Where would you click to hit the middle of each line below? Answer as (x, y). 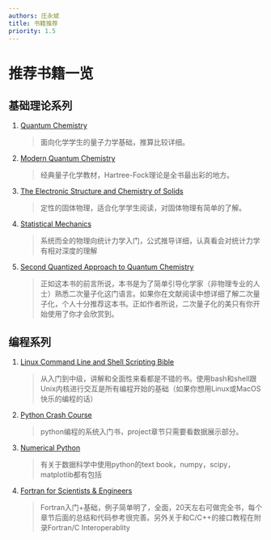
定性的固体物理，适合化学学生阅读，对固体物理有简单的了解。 (143, 208)
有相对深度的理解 (69, 251)
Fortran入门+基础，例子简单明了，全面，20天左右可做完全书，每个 (151, 508)
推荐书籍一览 (51, 73)
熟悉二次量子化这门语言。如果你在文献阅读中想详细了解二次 (154, 294)
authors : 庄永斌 (34, 16)
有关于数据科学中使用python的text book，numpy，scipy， (138, 465)
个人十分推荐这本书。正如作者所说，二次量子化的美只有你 (157, 304)
